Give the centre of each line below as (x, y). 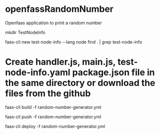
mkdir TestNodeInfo (25, 32)
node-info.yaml (38, 72)
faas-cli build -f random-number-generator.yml (53, 107)
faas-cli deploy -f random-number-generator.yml (55, 126)
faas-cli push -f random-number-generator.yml (53, 117)
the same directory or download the (80, 83)
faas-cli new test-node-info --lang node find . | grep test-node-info (74, 42)
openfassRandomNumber (59, 9)
